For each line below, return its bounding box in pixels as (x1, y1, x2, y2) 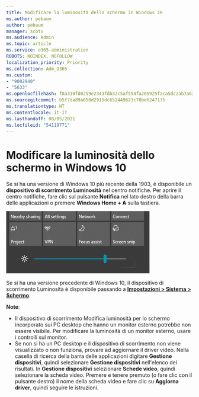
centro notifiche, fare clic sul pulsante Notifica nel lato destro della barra (6, 193, 184, 200)
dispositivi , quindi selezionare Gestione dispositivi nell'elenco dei (14, 359, 178, 366)
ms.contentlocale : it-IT (6, 110, 68, 116)
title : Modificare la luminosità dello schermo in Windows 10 (6, 9, 163, 15)
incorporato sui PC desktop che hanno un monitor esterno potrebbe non (14, 321, 191, 328)
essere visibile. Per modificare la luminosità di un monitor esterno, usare (14, 328, 191, 335)
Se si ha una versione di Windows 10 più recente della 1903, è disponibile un (6, 181, 192, 188)
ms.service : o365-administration (6, 47, 89, 53)
